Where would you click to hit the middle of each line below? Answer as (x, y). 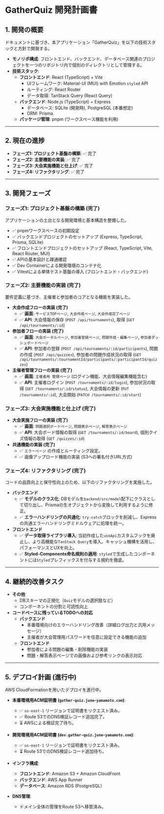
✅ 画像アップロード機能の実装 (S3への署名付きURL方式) (76, 457)
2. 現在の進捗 (25, 141)
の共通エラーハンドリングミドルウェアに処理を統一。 (73, 523)
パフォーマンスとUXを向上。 (48, 548)
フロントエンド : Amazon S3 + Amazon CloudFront (70, 774)
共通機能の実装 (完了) (33, 445)
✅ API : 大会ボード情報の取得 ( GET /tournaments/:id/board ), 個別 (84, 432)
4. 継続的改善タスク (35, 582)
